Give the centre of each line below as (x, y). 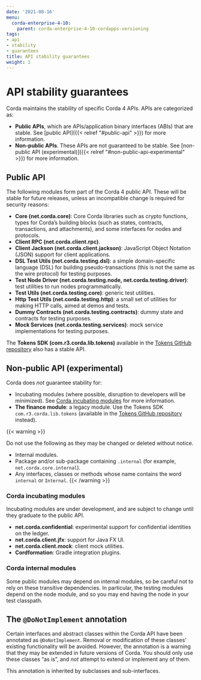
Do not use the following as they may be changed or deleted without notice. (100, 443)
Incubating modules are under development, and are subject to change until (100, 509)
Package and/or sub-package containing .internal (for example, (95, 461)
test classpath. (25, 600)
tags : (13, 34)
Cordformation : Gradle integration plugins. (68, 553)
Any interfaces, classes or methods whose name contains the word (98, 474)
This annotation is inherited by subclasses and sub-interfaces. (83, 671)
